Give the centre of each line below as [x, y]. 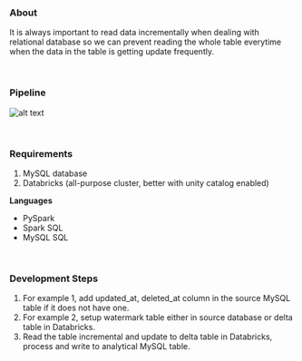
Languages [31, 200]
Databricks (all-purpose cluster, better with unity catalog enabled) [146, 182]
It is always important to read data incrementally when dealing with [135, 33]
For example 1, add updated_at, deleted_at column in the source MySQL [156, 298]
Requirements [41, 153]
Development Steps [54, 278]
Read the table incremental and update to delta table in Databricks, [147, 337]
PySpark [39, 218]
